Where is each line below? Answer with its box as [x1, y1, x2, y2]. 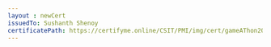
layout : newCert [7, 11, 66, 20]
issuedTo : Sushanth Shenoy [7, 19, 99, 27]
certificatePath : [7, 26, 66, 34]
